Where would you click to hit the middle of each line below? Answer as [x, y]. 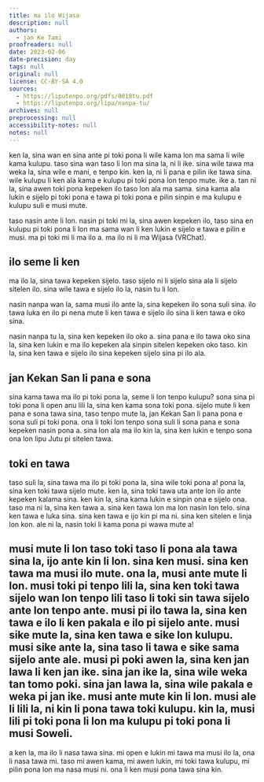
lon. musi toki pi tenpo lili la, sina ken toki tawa [125, 586]
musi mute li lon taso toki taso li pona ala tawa [123, 549]
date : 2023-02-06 [37, 52]
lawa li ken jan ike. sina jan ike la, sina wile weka [128, 672]
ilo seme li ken [44, 262]
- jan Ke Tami [39, 37]
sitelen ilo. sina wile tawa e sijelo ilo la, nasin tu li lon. [94, 289]
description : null [39, 23]
